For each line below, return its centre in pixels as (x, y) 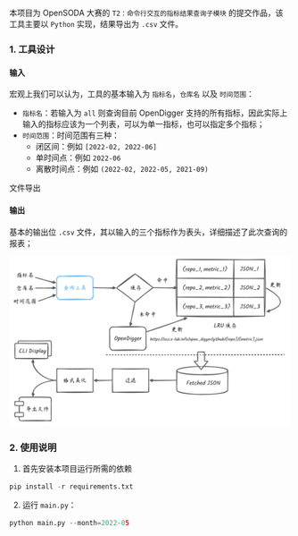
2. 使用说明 (33, 447)
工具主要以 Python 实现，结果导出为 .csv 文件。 (96, 24)
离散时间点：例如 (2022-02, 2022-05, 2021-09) (122, 169)
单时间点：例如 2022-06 (78, 157)
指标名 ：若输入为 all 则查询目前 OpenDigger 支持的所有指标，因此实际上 (155, 113)
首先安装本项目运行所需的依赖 (77, 468)
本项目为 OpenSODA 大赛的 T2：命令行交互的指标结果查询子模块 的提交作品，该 (146, 13)
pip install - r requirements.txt (71, 487)
